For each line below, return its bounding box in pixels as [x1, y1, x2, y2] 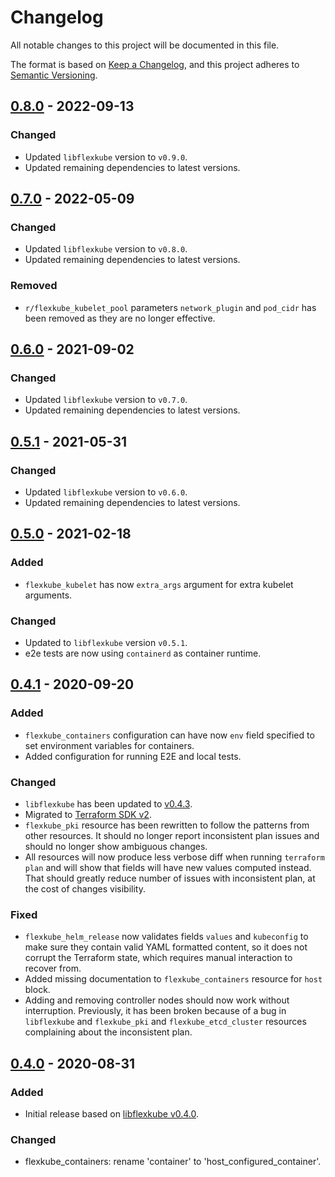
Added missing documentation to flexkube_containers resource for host [24, 973, 323, 985]
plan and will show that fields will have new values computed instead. [24, 861, 312, 873]
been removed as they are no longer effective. [24, 312, 216, 324]
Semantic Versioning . [10, 69, 98, 81]
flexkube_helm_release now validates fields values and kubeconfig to [24, 931, 309, 943]
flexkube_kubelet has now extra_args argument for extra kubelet [24, 578, 294, 590]
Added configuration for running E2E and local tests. [24, 750, 242, 762]
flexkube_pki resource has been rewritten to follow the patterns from [24, 819, 310, 831]
